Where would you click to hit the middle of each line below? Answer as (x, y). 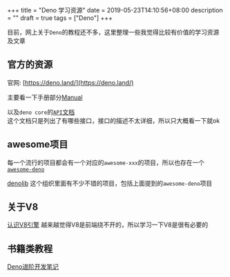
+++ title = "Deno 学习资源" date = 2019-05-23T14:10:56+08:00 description (115, 10)
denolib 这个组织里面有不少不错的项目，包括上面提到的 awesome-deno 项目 (110, 183)
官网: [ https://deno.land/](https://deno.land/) (70, 82)
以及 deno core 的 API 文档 (41, 112)
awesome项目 (38, 145)
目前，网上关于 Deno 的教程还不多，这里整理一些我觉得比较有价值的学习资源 (113, 32)
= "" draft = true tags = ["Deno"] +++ (60, 18)
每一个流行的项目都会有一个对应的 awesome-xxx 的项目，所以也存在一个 (106, 162)
